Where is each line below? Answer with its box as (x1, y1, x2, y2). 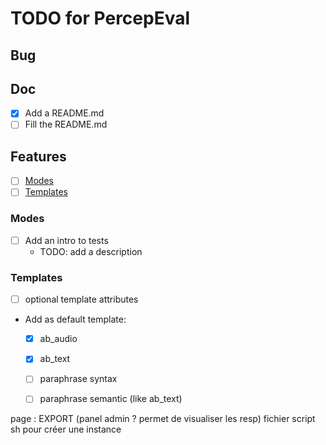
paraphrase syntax (39, 373, 118, 385)
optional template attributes (24, 293, 139, 306)
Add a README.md (24, 107, 105, 119)
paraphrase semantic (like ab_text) (39, 393, 183, 405)
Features (10, 148, 67, 165)
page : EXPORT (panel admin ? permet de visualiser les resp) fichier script (10, 413, 316, 425)
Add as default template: (24, 313, 127, 326)
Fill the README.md (24, 118, 108, 131)
